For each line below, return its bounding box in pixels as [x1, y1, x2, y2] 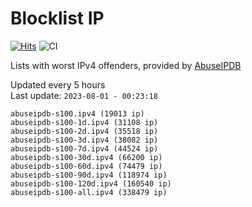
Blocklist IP [10, 7, 105, 30]
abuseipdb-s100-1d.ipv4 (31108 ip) [10, 117, 159, 127]
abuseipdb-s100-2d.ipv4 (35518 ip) [10, 126, 159, 136]
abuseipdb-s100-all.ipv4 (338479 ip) [10, 187, 168, 197]
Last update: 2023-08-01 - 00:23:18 [10, 89, 158, 101]
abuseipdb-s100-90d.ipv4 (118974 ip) [10, 170, 168, 180]
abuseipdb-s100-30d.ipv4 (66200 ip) [10, 152, 163, 162]
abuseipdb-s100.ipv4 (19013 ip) [10, 108, 145, 119]
